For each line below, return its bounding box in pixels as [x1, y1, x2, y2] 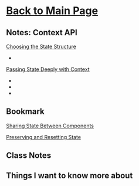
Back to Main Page [6, 4, 99, 18]
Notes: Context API [6, 28, 78, 38]
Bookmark [6, 107, 45, 117]
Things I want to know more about [6, 170, 133, 180]
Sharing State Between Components [6, 122, 94, 129]
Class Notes [6, 151, 52, 161]
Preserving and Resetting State [6, 133, 81, 140]
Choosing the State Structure [6, 43, 77, 50]
